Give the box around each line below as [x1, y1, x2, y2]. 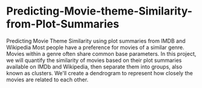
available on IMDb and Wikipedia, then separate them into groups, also [6, 63, 183, 70]
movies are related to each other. [6, 76, 89, 83]
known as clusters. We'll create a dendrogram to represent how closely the [6, 69, 194, 76]
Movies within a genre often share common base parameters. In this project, [6, 50, 197, 57]
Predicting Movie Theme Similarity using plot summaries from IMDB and [6, 37, 186, 44]
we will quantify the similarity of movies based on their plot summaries [6, 56, 182, 64]
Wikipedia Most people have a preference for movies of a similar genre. [6, 44, 184, 51]
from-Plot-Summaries [6, 17, 120, 31]
